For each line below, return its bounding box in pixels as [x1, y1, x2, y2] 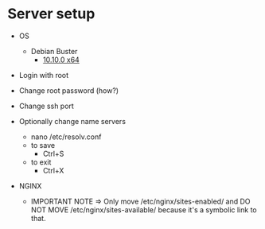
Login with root [18, 70, 69, 80]
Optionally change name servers [18, 116, 127, 126]
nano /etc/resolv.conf [30, 132, 102, 142]
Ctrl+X [42, 165, 64, 175]
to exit [30, 157, 52, 167]
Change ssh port [18, 101, 75, 111]
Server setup [7, 5, 95, 23]
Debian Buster [30, 46, 78, 56]
